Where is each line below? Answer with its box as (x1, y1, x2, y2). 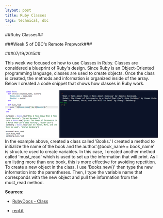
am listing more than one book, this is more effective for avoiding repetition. (5, 159, 156, 165)
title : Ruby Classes (5, 13, 47, 18)
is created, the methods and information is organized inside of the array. (5, 76, 149, 81)
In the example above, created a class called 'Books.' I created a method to (5, 139, 155, 144)
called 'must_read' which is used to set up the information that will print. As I (5, 154, 158, 160)
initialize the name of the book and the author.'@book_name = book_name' (5, 143, 155, 150)
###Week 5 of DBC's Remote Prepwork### (5, 41, 92, 47)
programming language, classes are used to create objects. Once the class (5, 70, 155, 76)
